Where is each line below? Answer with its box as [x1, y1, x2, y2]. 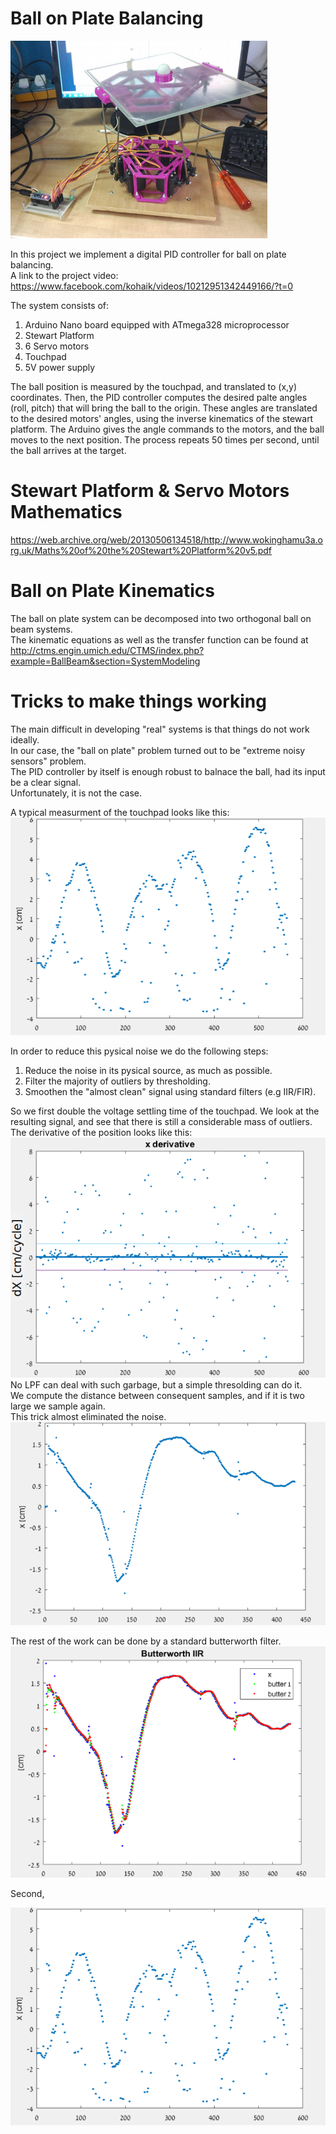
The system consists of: [10, 299, 110, 311]
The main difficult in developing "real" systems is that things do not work [10, 723, 310, 735]
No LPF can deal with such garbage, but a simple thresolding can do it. [10, 1378, 303, 1391]
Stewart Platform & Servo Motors [10, 480, 290, 502]
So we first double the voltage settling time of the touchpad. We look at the [10, 1105, 320, 1117]
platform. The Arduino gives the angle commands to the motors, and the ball [10, 423, 325, 435]
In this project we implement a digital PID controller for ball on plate [10, 248, 287, 260]
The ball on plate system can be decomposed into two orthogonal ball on [10, 612, 312, 624]
